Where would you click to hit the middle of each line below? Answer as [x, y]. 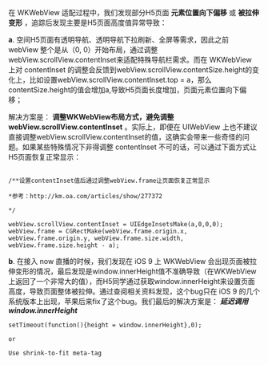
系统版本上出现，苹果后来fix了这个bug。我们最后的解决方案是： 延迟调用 [128, 301]
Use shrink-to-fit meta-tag [55, 353]
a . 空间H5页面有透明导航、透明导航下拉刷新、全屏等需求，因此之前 [119, 40]
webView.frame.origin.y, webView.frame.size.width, [96, 238]
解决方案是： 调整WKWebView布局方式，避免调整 [91, 117]
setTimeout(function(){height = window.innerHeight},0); [105, 325]
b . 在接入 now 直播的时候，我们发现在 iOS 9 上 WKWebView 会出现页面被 [129, 261]
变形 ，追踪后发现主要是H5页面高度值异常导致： [88, 22]
